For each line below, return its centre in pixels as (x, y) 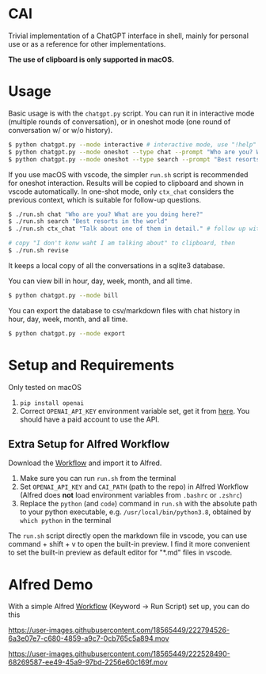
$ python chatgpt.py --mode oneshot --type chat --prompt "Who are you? (131, 152)
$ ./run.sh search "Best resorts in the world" (88, 222)
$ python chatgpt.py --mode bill (63, 295)
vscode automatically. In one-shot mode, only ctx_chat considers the (121, 191)
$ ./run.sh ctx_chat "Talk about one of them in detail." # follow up (127, 229)
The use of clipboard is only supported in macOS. (91, 59)
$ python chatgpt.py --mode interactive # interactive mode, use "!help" (133, 144)
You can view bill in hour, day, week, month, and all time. (100, 281)
